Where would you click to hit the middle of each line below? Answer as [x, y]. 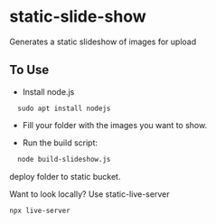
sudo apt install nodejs [64, 108]
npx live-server [40, 210]
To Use [29, 70]
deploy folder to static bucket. [65, 176]
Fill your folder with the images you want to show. [115, 125]
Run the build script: [60, 143]
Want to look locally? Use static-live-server [89, 194]
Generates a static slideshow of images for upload [103, 42]
